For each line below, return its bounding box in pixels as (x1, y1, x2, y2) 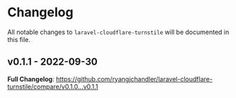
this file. (7, 35, 30, 43)
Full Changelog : (7, 75, 55, 83)
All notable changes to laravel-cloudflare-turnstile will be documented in (7, 28, 230, 36)
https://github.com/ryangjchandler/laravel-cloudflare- (55, 75, 213, 83)
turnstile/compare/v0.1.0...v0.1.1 (7, 82, 99, 91)
